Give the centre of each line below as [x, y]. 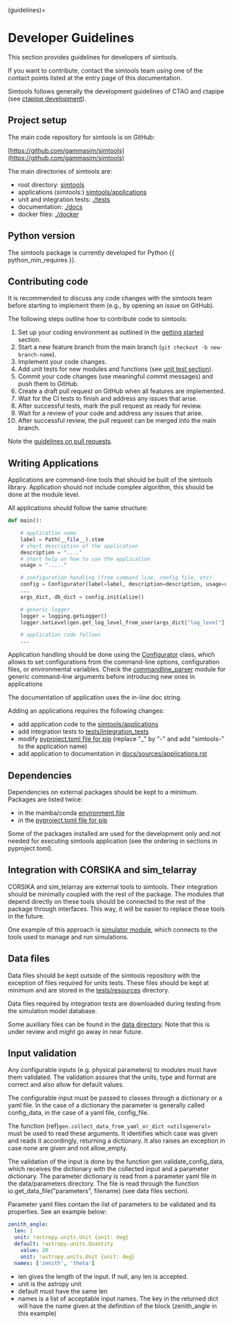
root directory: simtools [51, 184]
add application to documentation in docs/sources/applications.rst [112, 754]
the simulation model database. [53, 1010]
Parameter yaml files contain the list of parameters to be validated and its [112, 1204]
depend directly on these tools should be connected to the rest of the [107, 901]
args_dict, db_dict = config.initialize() [82, 597]
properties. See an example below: [57, 1212]
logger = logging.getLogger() [64, 616]
